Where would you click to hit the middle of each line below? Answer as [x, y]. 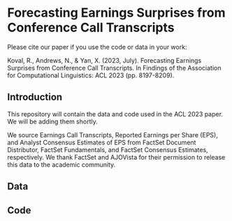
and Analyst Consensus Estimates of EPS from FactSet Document [102, 142]
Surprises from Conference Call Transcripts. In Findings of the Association [114, 68]
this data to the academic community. [61, 165]
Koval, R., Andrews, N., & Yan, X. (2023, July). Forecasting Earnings [104, 60]
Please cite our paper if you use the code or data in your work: [97, 47]
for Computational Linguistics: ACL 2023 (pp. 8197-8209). [91, 75]
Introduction [35, 97]
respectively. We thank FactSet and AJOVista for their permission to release [116, 157]
